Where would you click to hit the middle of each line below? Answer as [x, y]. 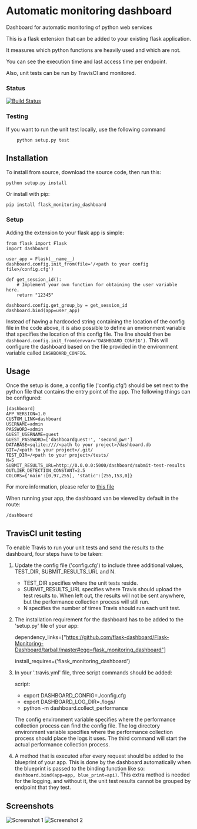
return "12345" [35, 295]
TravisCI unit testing [44, 533]
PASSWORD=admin [25, 430]
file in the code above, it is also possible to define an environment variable [96, 327]
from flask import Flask [36, 243]
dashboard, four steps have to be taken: [54, 554]
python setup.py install [36, 183]
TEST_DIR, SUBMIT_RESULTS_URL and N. [65, 572]
